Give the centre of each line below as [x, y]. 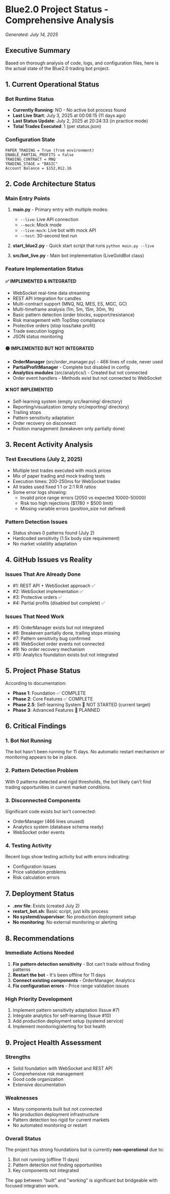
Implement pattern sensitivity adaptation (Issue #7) [66, 1010]
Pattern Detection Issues [36, 522]
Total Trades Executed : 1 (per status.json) [57, 126]
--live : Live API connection [49, 220]
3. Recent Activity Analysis [49, 444]
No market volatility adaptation [45, 544]
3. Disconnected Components [43, 800]
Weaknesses [22, 1098]
